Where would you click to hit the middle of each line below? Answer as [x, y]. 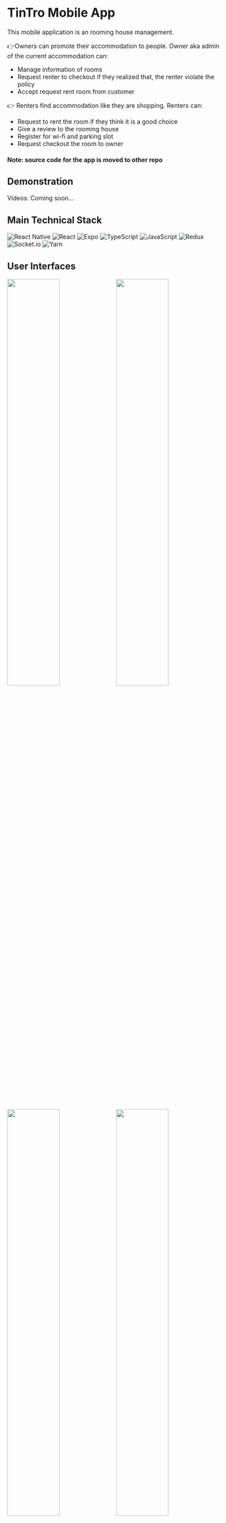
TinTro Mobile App [61, 13]
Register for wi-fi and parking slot [65, 136]
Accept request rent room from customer [76, 91]
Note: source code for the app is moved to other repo [85, 160]
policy [26, 84]
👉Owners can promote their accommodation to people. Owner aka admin [113, 46]
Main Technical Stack [55, 220]
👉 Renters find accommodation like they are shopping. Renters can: [105, 105]
